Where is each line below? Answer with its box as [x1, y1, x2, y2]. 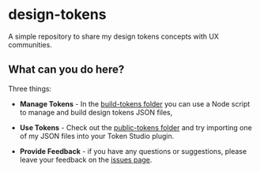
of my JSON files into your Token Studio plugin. [19, 131, 175, 140]
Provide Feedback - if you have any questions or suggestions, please [19, 146, 247, 155]
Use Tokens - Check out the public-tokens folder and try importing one [19, 122, 253, 132]
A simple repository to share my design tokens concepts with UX [8, 32, 220, 41]
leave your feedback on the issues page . [19, 155, 153, 164]
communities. [8, 39, 53, 49]
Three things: [8, 84, 52, 93]
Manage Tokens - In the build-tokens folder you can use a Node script [19, 99, 251, 108]
